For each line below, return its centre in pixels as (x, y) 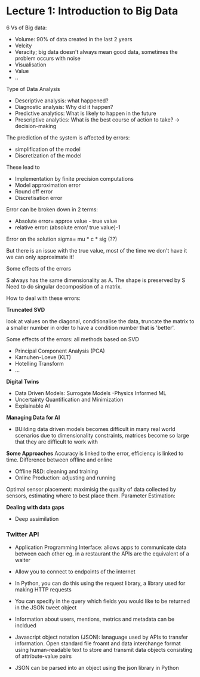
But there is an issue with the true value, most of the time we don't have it (96, 250)
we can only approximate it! (40, 257)
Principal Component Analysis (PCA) (60, 351)
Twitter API (23, 534)
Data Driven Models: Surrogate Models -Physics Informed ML (90, 393)
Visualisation (30, 65)
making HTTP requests (43, 590)
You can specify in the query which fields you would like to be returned (102, 601)
